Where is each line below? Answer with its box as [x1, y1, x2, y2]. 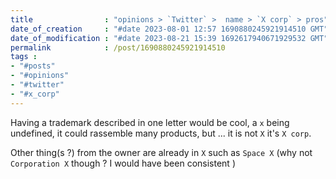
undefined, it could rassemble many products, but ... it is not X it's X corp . [10, 127, 312, 139]
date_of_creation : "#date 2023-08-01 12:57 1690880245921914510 [10, 24, 307, 34]
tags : [10, 52, 38, 62]
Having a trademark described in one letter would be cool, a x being [10, 116, 290, 128]
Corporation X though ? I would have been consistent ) [10, 157, 236, 169]
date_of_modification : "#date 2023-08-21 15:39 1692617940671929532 [10, 33, 307, 43]
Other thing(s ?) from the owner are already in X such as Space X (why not [10, 146, 313, 158]
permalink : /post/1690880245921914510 [10, 42, 226, 53]
